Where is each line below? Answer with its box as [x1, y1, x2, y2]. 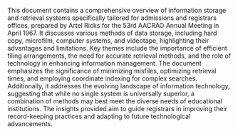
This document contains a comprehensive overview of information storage [7, 6, 227, 14]
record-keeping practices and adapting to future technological [7, 112, 191, 120]
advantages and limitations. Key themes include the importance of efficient [7, 44, 228, 52]
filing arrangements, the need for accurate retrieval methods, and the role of [7, 51, 232, 60]
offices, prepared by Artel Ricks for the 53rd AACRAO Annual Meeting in [7, 21, 219, 29]
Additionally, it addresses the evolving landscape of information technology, [7, 82, 230, 90]
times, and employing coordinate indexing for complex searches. [7, 74, 198, 83]
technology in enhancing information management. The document [7, 59, 202, 67]
